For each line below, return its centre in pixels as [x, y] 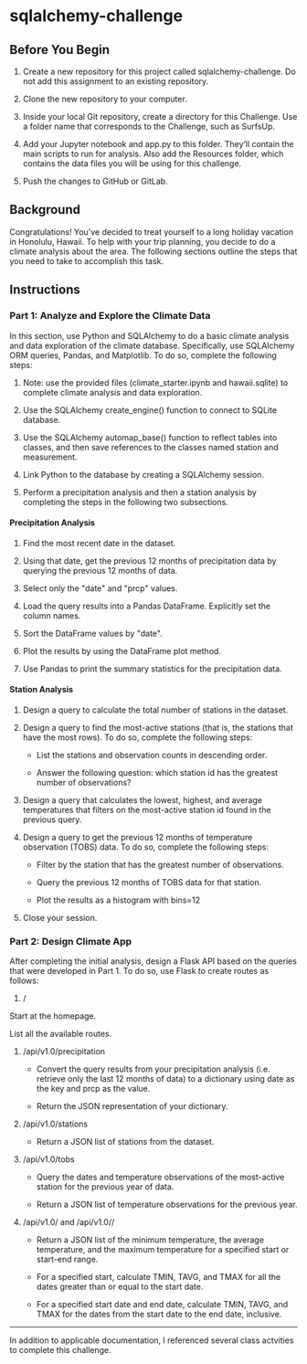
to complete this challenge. [60, 1350]
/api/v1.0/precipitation [64, 1052]
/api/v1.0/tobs [48, 1159]
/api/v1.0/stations [55, 1124]
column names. [52, 615]
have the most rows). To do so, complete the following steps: [138, 737]
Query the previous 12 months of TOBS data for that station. [149, 882]
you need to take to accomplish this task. [87, 260]
